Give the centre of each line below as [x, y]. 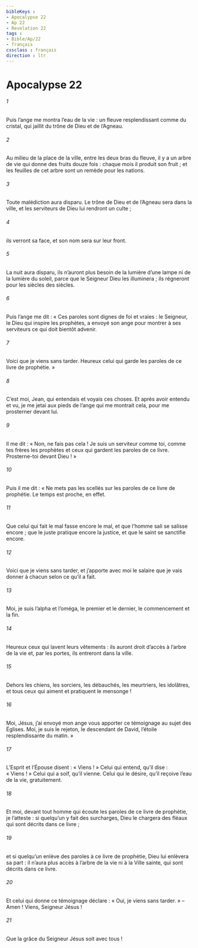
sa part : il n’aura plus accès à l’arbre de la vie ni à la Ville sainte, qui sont [95, 862]
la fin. [13, 615]
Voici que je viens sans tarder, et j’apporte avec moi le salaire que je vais [94, 570]
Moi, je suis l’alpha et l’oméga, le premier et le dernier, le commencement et [98, 609]
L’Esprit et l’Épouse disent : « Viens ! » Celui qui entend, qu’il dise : [87, 767]
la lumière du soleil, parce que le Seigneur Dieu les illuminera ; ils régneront [98, 278]
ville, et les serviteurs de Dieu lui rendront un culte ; [69, 209]
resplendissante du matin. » [40, 736]
